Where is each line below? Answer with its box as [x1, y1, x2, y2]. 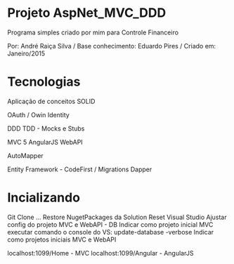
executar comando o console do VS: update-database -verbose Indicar [7, 227, 214, 236]
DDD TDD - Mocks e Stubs [7, 124, 85, 133]
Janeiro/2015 [7, 49, 46, 58]
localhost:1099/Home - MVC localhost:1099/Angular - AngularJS [7, 249, 194, 257]
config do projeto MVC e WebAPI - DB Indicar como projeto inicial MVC [7, 220, 214, 229]
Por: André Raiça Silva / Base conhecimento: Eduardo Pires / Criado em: [7, 41, 216, 50]
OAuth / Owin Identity [7, 110, 70, 119]
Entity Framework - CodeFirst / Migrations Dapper [7, 165, 152, 173]
